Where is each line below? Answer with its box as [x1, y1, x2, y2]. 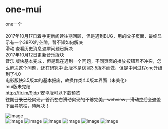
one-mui [5, 4, 42, 15]
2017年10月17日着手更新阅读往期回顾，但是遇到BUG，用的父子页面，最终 [5, 33, 158, 39]
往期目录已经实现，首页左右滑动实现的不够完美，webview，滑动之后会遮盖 [5, 96, 161, 102]
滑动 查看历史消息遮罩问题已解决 [5, 45, 73, 51]
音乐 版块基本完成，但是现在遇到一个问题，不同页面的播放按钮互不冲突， [5, 58, 157, 64]
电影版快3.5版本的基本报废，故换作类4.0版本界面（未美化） [5, 77, 130, 83]
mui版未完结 [5, 83, 31, 89]
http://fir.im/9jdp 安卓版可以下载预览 [5, 90, 80, 96]
